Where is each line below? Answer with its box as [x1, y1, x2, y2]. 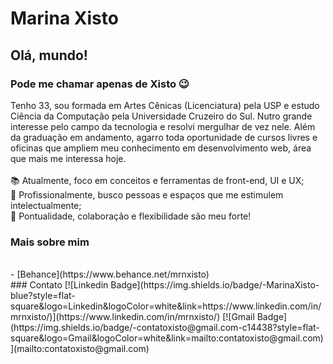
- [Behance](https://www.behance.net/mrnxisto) [10, 268, 210, 281]
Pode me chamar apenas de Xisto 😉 [10, 77, 190, 91]
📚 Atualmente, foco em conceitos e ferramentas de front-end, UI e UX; [10, 174, 305, 186]
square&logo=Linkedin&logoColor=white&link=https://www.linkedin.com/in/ [10, 300, 322, 312]
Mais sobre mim [10, 235, 90, 249]
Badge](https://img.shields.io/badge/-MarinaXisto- [110, 279, 320, 291]
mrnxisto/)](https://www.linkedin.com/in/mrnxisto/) [10, 311, 221, 323]
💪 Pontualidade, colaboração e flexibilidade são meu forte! [10, 210, 252, 222]
